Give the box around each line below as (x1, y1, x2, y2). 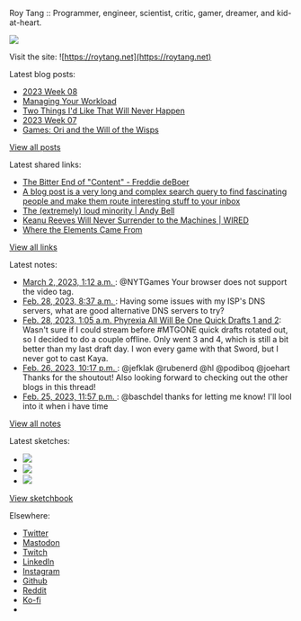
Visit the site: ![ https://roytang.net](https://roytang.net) (9, 51, 212, 62)
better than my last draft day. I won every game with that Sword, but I (22, 343, 279, 354)
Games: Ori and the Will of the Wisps (22, 125, 159, 135)
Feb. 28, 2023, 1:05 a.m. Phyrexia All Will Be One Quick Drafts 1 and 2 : (22, 315, 281, 325)
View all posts (9, 142, 61, 152)
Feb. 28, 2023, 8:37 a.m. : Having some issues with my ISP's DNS (22, 296, 266, 306)
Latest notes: (9, 260, 58, 270)
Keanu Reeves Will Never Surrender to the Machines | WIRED (22, 215, 250, 226)
